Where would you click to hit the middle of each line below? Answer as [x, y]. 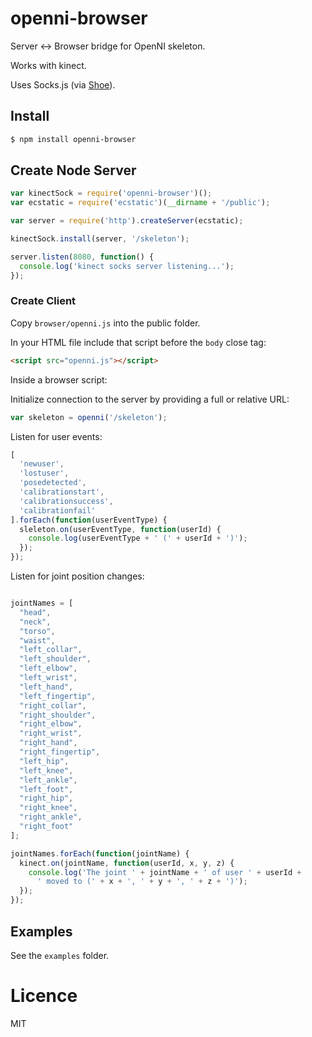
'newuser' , [42, 464]
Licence [44, 996]
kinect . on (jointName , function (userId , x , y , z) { [127, 863]
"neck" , [35, 622]
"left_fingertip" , [58, 696]
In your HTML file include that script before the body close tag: [138, 342]
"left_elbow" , [48, 668]
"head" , [35, 612]
